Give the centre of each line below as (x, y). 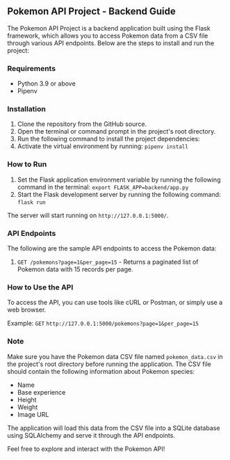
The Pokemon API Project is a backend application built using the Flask (109, 28)
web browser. (27, 310)
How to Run (27, 164)
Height (27, 399)
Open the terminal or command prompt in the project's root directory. (116, 132)
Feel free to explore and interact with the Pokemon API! (86, 449)
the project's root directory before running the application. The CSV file (109, 364)
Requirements (32, 68)
